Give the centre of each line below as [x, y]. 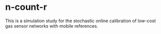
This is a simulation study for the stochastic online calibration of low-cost [80, 21]
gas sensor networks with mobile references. [52, 26]
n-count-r [26, 7]
